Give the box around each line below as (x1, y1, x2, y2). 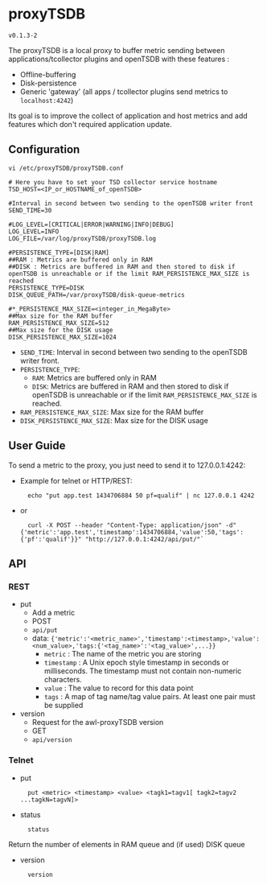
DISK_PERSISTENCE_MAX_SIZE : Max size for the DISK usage (19, 415, 209, 425)
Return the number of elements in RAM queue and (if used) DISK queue (8, 839, 245, 849)
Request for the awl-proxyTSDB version (31, 718, 164, 727)
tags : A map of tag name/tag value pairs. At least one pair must (43, 692, 256, 702)
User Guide (8, 439, 66, 453)
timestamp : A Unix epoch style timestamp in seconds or (43, 657, 229, 668)
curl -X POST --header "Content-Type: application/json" (27, 521, 223, 529)
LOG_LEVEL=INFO (8, 227, 60, 236)
